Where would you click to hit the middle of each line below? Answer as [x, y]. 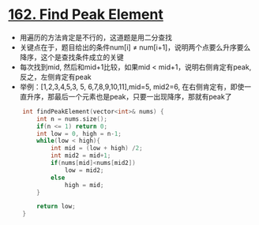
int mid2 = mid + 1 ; [81, 156]
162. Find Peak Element [86, 15]
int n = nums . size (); [72, 119]
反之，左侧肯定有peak [56, 77]
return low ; [56, 207]
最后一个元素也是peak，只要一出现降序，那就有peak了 [143, 96]
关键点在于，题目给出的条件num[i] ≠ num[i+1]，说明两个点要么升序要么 [135, 47]
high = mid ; [84, 185]
